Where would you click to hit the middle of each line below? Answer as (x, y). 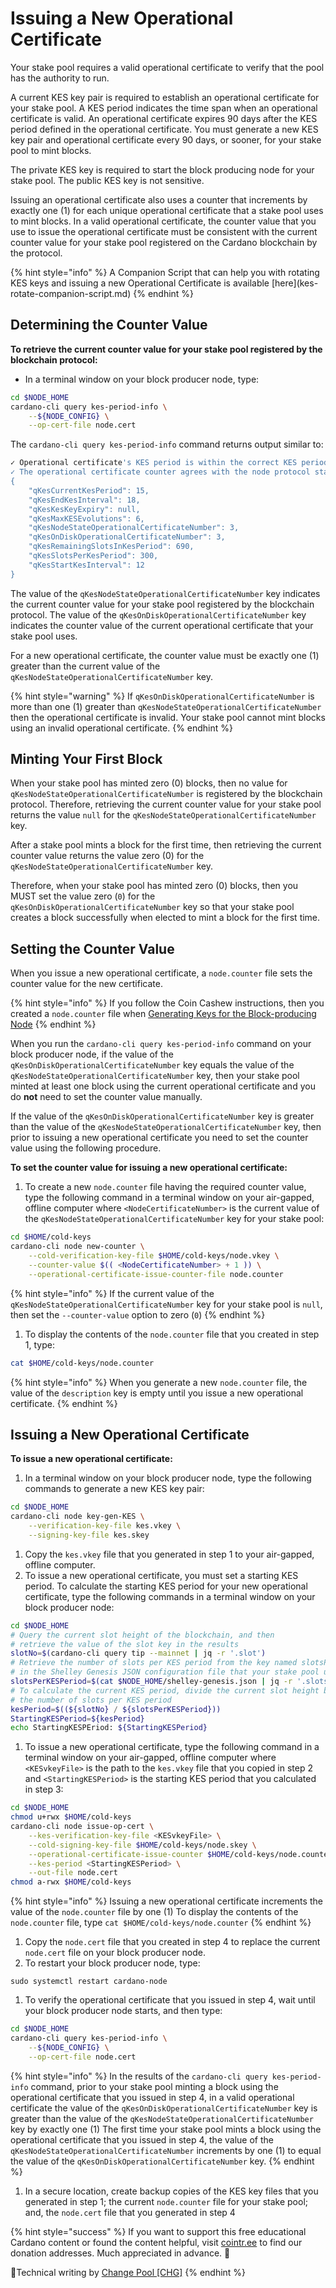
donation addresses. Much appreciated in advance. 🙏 (120, 2253)
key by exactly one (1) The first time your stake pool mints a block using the (166, 2129)
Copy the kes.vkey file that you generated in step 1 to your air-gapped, (169, 1554)
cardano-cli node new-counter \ (77, 1247)
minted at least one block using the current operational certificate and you (163, 1086)
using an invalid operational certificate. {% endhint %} (122, 728)
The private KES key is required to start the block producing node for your (162, 169)
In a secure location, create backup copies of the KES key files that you (171, 2191)
